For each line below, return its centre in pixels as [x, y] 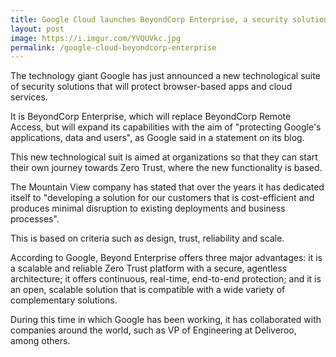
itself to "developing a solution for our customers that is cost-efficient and [162, 198]
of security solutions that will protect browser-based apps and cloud [151, 87]
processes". [35, 219]
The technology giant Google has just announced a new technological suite [165, 76]
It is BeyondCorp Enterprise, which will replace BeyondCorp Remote [151, 117]
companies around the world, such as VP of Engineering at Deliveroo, [153, 330]
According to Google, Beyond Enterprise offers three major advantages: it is [166, 258]
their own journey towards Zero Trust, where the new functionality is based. [166, 168]
